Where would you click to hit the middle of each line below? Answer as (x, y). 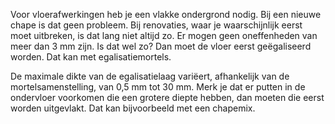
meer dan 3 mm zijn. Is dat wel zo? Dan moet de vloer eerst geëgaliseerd (161, 46)
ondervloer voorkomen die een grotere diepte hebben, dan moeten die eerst (167, 97)
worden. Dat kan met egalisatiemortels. (91, 57)
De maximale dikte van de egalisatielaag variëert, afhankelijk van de (150, 76)
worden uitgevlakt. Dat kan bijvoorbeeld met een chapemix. (133, 108)
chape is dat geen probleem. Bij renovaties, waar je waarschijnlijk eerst (156, 25)
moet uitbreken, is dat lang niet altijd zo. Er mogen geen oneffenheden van (164, 35)
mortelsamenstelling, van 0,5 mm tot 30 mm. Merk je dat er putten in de (158, 87)
